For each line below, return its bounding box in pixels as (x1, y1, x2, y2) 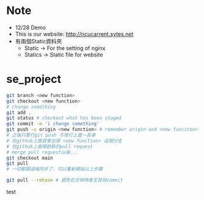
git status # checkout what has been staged (6, 115, 122, 121)
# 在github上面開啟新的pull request (6, 143, 93, 149)
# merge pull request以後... (6, 149, 79, 155)
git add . (6, 109, 32, 116)
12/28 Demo (15, 24, 46, 31)
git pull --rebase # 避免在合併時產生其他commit (6, 177, 123, 184)
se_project (6, 73, 62, 86)
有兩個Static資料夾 (15, 37, 62, 45)
